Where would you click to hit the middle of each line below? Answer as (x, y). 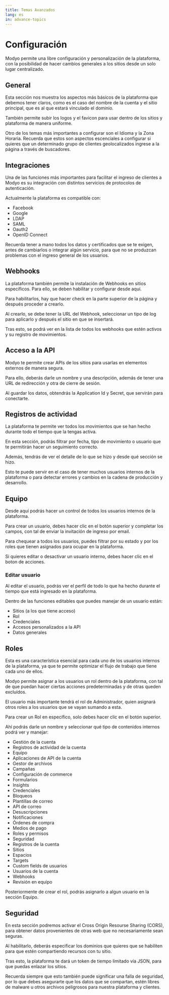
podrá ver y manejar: (27, 732)
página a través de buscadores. (38, 149)
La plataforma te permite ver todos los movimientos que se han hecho (78, 427)
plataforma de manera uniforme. (39, 123)
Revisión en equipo (32, 882)
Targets (20, 860)
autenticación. (20, 188)
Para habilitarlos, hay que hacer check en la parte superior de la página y (81, 298)
